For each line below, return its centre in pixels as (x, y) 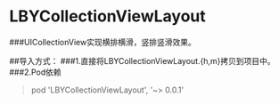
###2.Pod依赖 (36, 72)
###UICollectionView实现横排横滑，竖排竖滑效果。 (103, 42)
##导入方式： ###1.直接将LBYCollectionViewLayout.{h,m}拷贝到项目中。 (142, 60)
